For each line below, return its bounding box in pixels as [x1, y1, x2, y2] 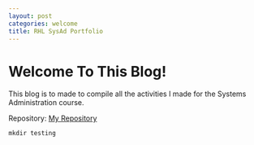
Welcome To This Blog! [8, 62, 167, 81]
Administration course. [8, 98, 84, 108]
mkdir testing [8, 130, 57, 138]
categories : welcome [8, 20, 79, 28]
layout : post [8, 11, 53, 20]
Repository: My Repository [8, 113, 97, 123]
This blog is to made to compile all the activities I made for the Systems [8, 89, 247, 99]
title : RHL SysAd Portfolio [8, 27, 104, 35]
